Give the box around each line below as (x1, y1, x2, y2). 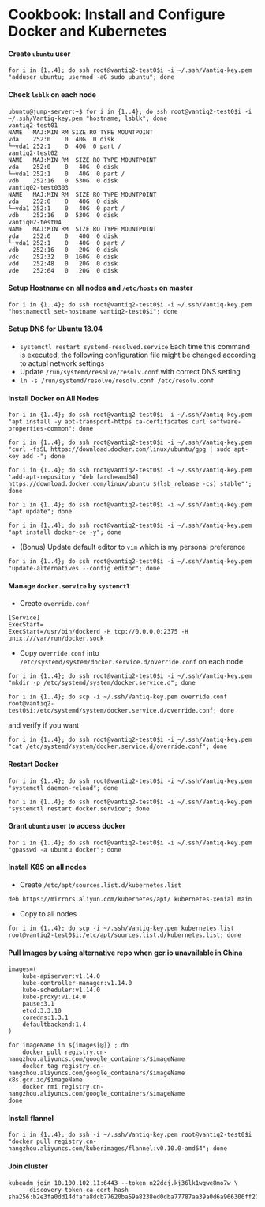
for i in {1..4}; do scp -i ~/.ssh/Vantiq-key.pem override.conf (8, 693, 227, 701)
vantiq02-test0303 (8, 183, 69, 191)
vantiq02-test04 (8, 218, 62, 226)
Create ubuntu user (8, 49, 71, 58)
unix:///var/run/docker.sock (8, 634, 104, 643)
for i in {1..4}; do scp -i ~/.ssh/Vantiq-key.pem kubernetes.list (8, 924, 235, 933)
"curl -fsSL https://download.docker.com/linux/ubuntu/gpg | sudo (8, 446, 231, 453)
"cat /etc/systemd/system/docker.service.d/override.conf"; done (8, 743, 227, 751)
